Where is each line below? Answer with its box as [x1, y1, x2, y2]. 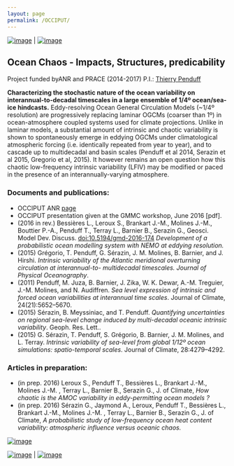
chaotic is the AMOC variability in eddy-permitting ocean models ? [17, 393, 210, 402]
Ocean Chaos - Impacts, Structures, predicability [7, 56, 226, 68]
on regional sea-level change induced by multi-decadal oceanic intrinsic [17, 315, 227, 324]
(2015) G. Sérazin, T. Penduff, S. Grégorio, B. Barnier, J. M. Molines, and [17, 330, 225, 338]
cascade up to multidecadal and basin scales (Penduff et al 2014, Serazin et [7, 148, 226, 156]
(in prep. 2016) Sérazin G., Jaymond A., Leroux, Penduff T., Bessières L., [17, 401, 226, 409]
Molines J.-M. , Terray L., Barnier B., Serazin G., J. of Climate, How [17, 386, 210, 395]
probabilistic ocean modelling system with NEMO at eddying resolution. [17, 241, 224, 249]
